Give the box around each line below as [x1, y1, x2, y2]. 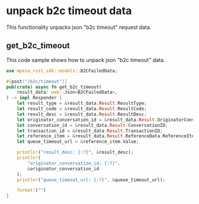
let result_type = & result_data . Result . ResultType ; [17, 100, 147, 107]
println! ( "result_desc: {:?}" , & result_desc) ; [17, 149, 134, 156]
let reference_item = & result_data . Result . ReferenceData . [17, 133, 163, 139]
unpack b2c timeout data [6, 4, 132, 18]
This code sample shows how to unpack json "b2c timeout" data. [6, 56, 165, 63]
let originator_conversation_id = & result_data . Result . [17, 117, 158, 123]
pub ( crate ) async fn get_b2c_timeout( [6, 84, 102, 90]
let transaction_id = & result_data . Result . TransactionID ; [17, 128, 163, 134]
